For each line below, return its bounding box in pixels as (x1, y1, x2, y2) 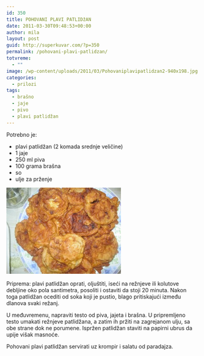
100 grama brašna (15, 162, 61, 170)
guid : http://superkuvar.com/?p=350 (6, 42, 100, 48)
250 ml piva (15, 156, 45, 163)
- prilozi (12, 81, 37, 87)
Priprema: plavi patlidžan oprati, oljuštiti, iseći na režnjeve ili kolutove (6, 279, 179, 287)
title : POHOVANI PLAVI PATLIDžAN (6, 16, 92, 23)
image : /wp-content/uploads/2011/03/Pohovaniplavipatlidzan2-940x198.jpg (6, 68, 199, 74)
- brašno (12, 94, 34, 100)
